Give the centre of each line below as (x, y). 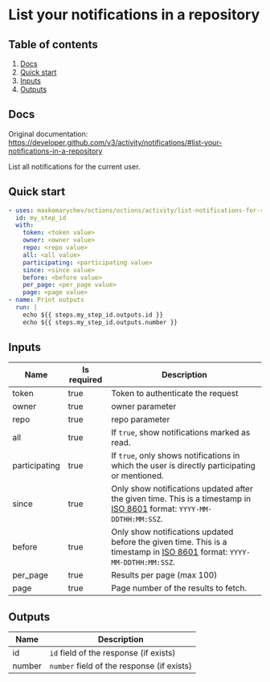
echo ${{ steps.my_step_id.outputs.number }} (100, 322)
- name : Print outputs (46, 300)
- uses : (21, 210)
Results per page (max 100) (164, 575)
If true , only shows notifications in (176, 455)
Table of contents (53, 45)
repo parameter (141, 419)
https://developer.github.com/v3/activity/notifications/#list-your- (115, 142)
